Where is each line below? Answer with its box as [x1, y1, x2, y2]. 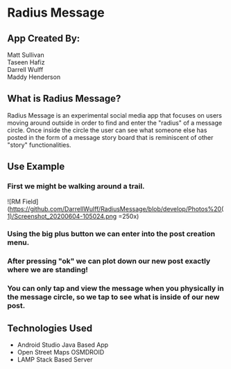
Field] [22, 197, 39, 206]
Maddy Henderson [7, 73, 61, 81]
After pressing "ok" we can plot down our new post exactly [7, 256, 211, 266]
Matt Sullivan [7, 51, 44, 59]
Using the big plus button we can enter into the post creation [7, 229, 216, 239]
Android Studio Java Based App [17, 341, 109, 349]
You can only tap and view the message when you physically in [7, 284, 224, 294]
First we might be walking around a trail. [7, 181, 145, 191]
